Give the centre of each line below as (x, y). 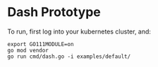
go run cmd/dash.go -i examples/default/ (69, 57)
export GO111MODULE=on (41, 44)
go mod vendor (28, 50)
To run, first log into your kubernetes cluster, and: (79, 31)
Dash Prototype (54, 12)
